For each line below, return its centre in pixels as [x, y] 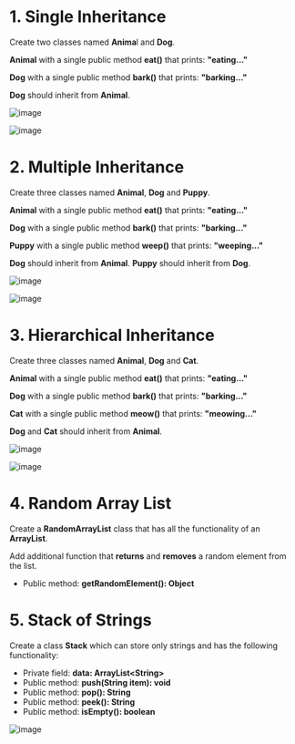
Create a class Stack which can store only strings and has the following [144, 646]
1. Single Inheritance [88, 17]
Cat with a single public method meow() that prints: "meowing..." [133, 413]
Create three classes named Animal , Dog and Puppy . [110, 192]
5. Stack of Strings [81, 620]
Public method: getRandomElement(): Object [108, 583]
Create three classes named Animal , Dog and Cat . [104, 360]
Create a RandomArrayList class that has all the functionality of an [135, 528]
